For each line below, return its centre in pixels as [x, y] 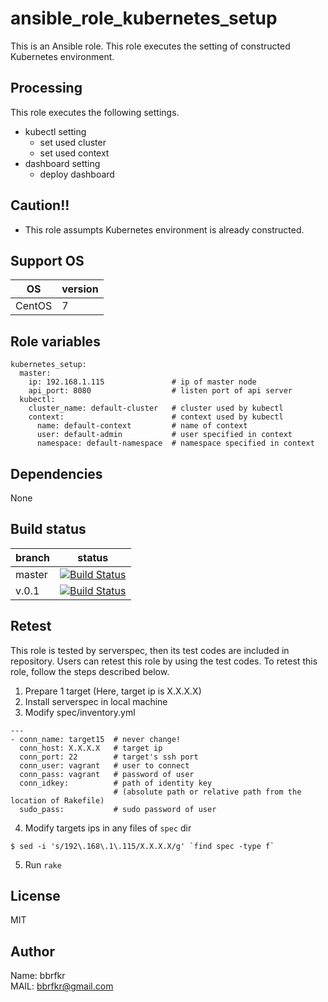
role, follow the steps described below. [90, 671]
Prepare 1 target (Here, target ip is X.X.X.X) [113, 691]
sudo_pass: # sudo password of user [118, 809]
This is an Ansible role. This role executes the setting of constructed [150, 46]
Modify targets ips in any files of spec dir [108, 828]
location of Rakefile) [57, 800]
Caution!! [40, 205]
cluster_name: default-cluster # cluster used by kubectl [156, 408]
